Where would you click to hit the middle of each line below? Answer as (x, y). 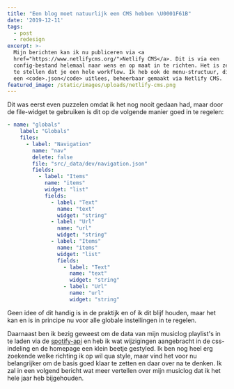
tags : (15, 26)
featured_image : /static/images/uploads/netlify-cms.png (92, 85)
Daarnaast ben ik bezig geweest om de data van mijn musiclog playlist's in (114, 333)
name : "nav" (50, 150)
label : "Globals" (45, 132)
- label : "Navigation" (58, 144)
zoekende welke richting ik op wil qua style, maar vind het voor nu (102, 356)
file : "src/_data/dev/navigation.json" (90, 164)
